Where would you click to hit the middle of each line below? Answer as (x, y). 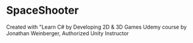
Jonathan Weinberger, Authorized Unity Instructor (68, 33)
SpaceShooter (42, 10)
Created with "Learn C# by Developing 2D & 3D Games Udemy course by (96, 27)
